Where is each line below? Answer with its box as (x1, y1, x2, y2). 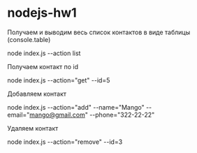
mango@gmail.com (29, 110, 85, 119)
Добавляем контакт (7, 89, 67, 98)
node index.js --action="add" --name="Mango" (7, 103, 145, 111)
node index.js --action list (7, 49, 81, 57)
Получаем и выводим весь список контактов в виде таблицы (7, 28, 191, 36)
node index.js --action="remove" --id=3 (7, 138, 123, 146)
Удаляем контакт (7, 124, 59, 132)
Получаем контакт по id (7, 62, 79, 71)
